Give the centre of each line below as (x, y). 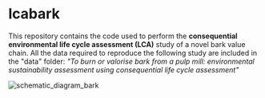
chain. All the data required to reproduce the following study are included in (133, 53)
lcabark (34, 14)
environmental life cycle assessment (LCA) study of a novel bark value (127, 44)
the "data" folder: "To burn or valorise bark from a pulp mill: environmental (131, 61)
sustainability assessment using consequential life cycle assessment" (124, 69)
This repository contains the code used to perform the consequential (123, 36)
